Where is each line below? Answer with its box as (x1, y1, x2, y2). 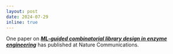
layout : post (6, 8, 38, 15)
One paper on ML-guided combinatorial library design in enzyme (6, 35, 167, 42)
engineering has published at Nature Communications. (6, 41, 139, 48)
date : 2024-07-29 (6, 14, 49, 20)
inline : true (6, 19, 38, 25)
